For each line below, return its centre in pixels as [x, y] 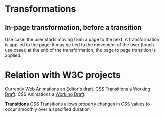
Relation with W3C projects [63, 75]
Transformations [41, 9]
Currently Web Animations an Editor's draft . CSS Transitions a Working [78, 89]
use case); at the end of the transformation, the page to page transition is [81, 50]
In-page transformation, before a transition [73, 28]
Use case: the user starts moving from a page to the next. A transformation [82, 39]
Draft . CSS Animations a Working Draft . [45, 94]
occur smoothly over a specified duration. [48, 109]
